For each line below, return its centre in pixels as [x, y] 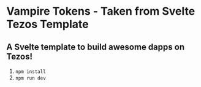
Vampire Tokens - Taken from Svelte [101, 11]
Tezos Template [47, 24]
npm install [30, 72]
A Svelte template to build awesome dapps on [96, 47]
